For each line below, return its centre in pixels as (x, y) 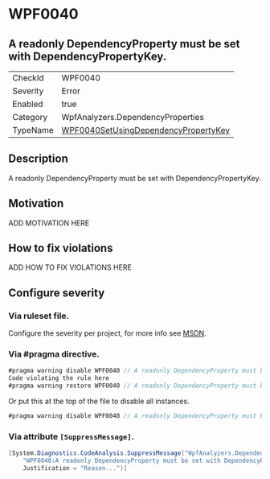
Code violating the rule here (59, 378)
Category (30, 117)
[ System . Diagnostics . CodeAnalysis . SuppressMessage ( (96, 453)
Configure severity (57, 293)
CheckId (28, 78)
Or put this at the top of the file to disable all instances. (99, 401)
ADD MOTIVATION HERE (49, 223)
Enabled (28, 104)
